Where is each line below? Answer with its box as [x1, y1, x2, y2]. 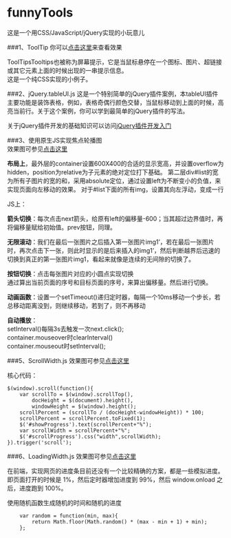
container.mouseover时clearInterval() [7, 333, 113, 342]
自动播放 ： [7, 315, 38, 324]
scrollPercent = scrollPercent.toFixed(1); [19, 415, 146, 422]
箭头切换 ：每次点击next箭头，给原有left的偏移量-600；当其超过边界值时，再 [7, 214, 223, 223]
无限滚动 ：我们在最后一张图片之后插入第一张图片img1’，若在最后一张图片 [7, 238, 214, 246]
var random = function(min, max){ [19, 512, 118, 519]
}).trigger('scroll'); [7, 439, 72, 446]
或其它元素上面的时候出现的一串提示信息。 [7, 66, 128, 74]
